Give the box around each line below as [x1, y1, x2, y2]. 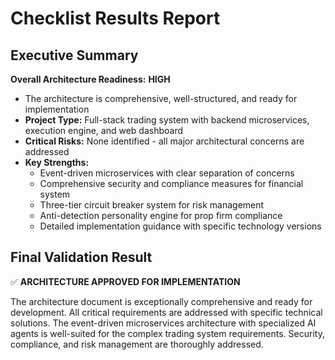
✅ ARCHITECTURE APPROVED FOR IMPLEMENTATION [10, 275, 241, 287]
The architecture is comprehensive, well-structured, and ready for [24, 93, 298, 104]
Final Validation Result [10, 249, 153, 266]
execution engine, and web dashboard [24, 125, 183, 136]
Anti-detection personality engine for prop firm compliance [39, 210, 283, 221]
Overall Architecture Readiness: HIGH [10, 73, 171, 85]
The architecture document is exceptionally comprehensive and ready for [10, 295, 313, 307]
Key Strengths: [24, 157, 90, 168]
